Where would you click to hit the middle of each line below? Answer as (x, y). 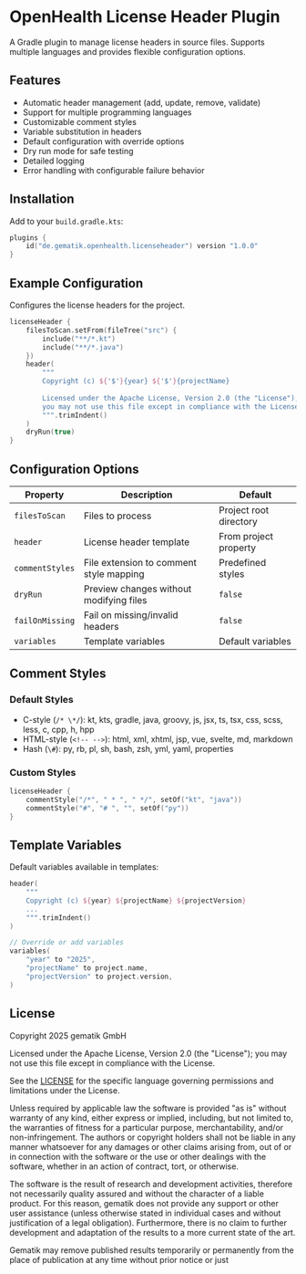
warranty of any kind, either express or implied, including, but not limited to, (152, 1117)
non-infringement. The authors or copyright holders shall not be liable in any (153, 1137)
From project (246, 536)
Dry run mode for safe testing (78, 151)
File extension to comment (140, 562)
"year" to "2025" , (61, 960)
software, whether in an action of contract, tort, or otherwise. (124, 1166)
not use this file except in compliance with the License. (112, 1063)
